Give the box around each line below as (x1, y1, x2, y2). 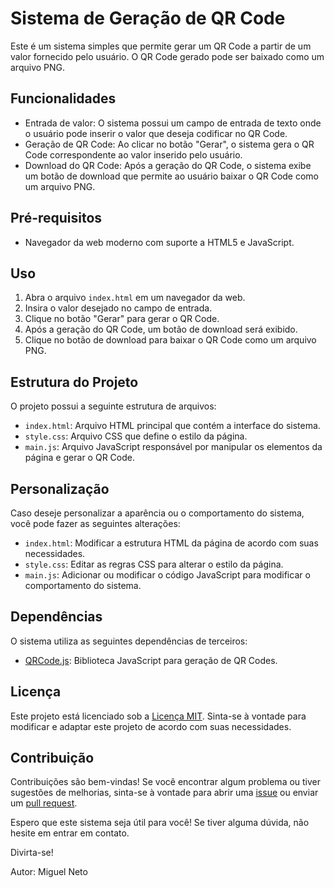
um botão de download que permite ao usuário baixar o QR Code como (24, 170, 319, 182)
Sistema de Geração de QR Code (10, 7, 286, 30)
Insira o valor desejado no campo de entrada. (24, 302, 213, 314)
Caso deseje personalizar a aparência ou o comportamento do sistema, (10, 507, 305, 519)
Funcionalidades (10, 90, 117, 107)
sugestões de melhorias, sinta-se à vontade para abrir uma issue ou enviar (10, 787, 319, 799)
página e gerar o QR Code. (24, 452, 135, 464)
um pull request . (10, 797, 78, 809)
